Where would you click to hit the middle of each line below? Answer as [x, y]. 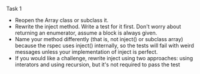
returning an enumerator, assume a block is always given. [86, 33]
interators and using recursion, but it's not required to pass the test [98, 64]
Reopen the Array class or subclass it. [62, 20]
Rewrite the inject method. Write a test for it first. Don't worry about [98, 27]
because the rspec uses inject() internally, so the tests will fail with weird [104, 45]
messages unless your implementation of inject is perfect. [86, 52]
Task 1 [14, 9]
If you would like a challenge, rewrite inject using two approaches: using [104, 58]
